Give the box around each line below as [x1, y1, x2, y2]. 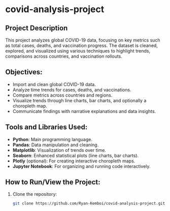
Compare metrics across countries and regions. [12, 92, 113, 98]
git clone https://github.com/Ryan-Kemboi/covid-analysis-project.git [12, 201, 165, 206]
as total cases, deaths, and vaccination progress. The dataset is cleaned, [5, 43, 158, 49]
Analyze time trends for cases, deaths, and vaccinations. [12, 87, 131, 93]
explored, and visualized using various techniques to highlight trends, [5, 48, 151, 54]
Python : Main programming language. [12, 136, 93, 142]
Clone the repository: [12, 191, 57, 197]
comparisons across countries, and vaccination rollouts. [5, 53, 123, 59]
